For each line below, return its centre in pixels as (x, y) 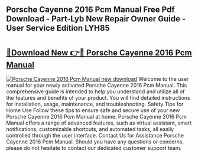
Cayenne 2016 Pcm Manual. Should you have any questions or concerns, (95, 142)
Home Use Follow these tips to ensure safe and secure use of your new (93, 110)
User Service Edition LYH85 (58, 28)
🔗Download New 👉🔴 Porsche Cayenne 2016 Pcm (99, 53)
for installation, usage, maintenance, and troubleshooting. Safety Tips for (95, 104)
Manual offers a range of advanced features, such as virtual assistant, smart (99, 123)
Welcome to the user (163, 79)
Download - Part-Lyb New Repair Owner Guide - (96, 19)
